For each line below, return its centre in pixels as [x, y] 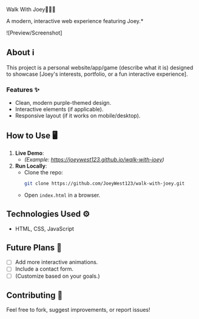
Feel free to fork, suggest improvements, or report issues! [78, 310]
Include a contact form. [44, 269]
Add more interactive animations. [56, 262]
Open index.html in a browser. [62, 195]
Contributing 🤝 [35, 295]
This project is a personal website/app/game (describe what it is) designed [100, 67]
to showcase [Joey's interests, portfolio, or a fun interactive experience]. [97, 74]
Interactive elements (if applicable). [59, 110]
